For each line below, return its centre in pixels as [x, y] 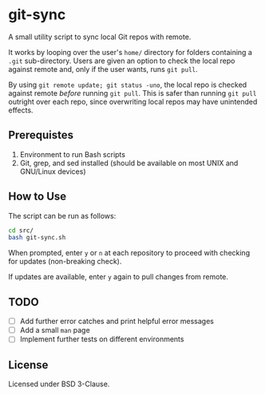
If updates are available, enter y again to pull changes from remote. [119, 277]
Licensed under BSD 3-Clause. [59, 384]
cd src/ [21, 230]
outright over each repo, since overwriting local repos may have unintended [133, 101]
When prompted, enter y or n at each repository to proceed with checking [129, 253]
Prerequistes [41, 135]
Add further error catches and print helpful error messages [117, 322]
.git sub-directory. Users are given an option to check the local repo [122, 61]
